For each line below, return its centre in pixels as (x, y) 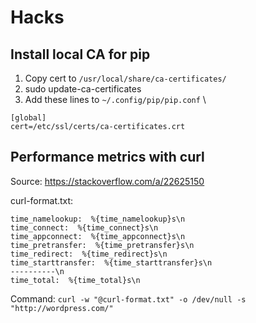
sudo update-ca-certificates (83, 89)
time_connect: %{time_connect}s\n (84, 227)
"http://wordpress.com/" (62, 308)
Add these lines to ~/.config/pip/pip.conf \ (115, 99)
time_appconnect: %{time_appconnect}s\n (98, 236)
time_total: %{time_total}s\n (75, 280)
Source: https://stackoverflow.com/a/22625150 (107, 181)
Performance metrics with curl (107, 157)
